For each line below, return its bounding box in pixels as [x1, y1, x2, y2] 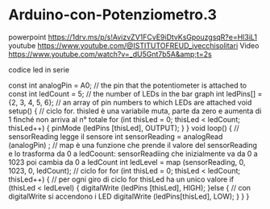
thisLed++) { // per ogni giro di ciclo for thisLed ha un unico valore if [8, 174, 235, 184]
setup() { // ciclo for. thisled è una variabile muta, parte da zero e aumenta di [8, 106, 262, 116]
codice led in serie [8, 64, 70, 74]
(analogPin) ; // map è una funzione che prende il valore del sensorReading [8, 140, 258, 150]
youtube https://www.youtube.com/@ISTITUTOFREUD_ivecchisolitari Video [8, 40, 260, 50]
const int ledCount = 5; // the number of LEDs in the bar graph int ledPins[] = [8, 88, 263, 98]
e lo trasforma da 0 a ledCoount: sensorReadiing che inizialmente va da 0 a [8, 149, 258, 158]
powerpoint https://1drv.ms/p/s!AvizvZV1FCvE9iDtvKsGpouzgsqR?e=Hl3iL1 [8, 32, 258, 42]
